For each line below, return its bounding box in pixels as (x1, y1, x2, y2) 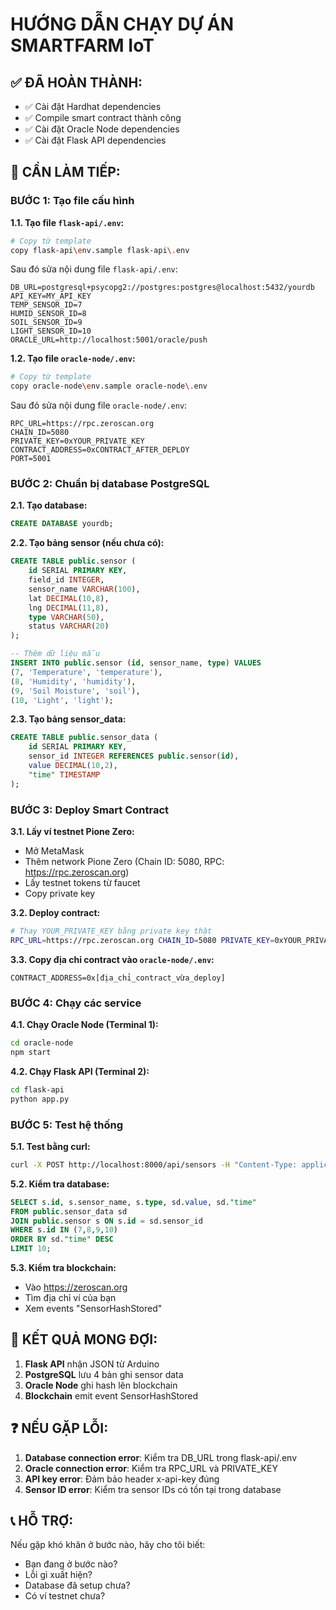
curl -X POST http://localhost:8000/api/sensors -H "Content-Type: (10, 1159, 298, 1170)
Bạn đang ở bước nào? (24, 1558, 118, 1570)
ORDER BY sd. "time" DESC (10, 1234, 114, 1245)
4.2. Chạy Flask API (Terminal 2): (10, 1065, 150, 1077)
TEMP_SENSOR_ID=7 (10, 300, 83, 310)
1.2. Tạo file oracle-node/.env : (10, 353, 136, 365)
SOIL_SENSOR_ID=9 (10, 318, 83, 328)
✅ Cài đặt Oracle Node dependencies (24, 123, 180, 135)
